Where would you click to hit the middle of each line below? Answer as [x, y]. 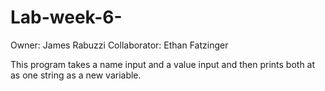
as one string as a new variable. [76, 75]
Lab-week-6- [66, 17]
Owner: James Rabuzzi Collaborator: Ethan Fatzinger [119, 45]
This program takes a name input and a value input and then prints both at [163, 64]
